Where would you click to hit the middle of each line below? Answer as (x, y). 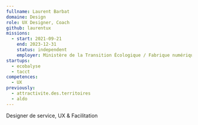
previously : (21, 88)
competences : (22, 77)
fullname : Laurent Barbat (38, 11)
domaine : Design (26, 17)
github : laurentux (29, 28)
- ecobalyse (26, 66)
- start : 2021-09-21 (37, 39)
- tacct (21, 72)
